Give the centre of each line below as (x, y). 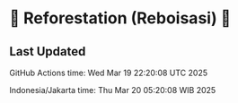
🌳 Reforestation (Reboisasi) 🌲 (120, 18)
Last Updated (48, 51)
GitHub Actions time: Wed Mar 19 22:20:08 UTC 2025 (109, 73)
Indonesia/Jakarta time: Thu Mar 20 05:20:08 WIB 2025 (113, 90)
